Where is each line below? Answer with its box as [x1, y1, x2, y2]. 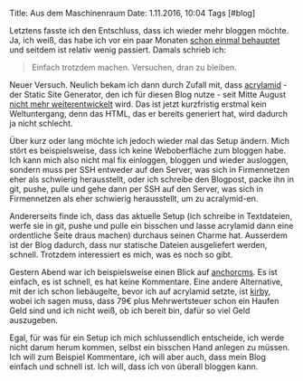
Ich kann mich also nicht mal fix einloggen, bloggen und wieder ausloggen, [9, 155, 289, 166]
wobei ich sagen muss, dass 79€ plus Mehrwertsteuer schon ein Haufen [9, 296, 279, 306]
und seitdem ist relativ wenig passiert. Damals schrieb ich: [9, 44, 227, 55]
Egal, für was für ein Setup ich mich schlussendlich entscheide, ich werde [9, 332, 285, 343]
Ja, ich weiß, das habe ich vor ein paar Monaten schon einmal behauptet [9, 35, 280, 45]
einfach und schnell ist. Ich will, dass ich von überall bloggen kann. [9, 361, 259, 372]
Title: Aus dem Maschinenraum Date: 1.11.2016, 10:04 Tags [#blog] [9, 8, 256, 18]
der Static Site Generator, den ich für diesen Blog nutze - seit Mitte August [9, 90, 287, 100]
